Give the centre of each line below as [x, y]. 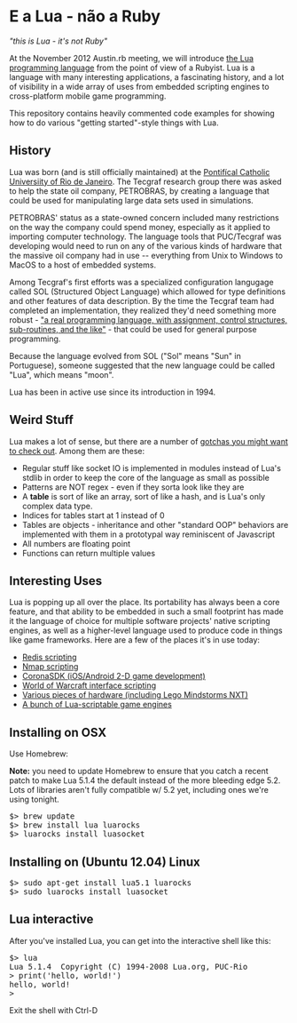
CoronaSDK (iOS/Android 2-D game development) [113, 676]
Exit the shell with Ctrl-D [54, 1010]
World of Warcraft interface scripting [89, 685]
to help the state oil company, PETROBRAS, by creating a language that [140, 191]
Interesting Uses [56, 581]
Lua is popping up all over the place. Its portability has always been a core [145, 603]
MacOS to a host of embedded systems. [83, 265]
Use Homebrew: [39, 754]
